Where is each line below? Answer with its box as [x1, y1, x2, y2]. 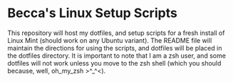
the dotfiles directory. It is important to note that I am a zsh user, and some [7, 51, 227, 60]
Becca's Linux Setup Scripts [7, 5, 178, 21]
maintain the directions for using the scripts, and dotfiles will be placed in [7, 43, 222, 52]
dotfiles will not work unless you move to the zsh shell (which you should [7, 58, 222, 67]
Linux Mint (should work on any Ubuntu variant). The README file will [7, 36, 212, 44]
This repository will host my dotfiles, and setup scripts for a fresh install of [7, 29, 225, 37]
